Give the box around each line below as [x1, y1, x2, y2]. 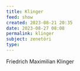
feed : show [6, 14, 33, 20]
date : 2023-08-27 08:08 [6, 25, 65, 31]
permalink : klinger [6, 31, 55, 37]
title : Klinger [6, 8, 44, 15]
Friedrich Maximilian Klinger [6, 57, 74, 65]
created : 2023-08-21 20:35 [6, 20, 73, 25]
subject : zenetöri [6, 36, 52, 42]
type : [6, 42, 20, 48]
